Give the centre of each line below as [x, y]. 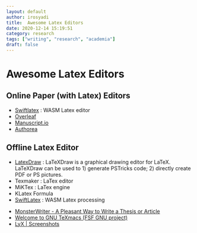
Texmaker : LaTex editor [44, 181]
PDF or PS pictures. [39, 174]
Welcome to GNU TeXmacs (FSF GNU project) [71, 218]
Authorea [26, 129]
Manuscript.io [32, 123]
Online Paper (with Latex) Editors [68, 96]
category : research [30, 34]
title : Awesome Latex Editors [45, 23]
